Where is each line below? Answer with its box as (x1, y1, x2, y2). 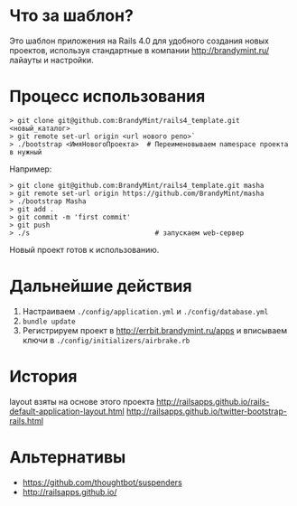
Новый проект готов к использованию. (9, 244, 160, 255)
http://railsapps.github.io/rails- (156, 396, 270, 407)
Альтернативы (9, 446, 126, 467)
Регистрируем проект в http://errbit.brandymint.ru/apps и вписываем (22, 324, 288, 335)
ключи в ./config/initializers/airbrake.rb (22, 334, 190, 345)
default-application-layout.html (9, 406, 125, 417)
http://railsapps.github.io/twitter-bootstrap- (125, 406, 287, 417)
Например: (9, 164, 52, 174)
